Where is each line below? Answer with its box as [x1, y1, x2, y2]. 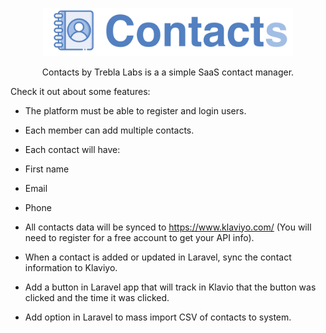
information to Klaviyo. [24, 261, 118, 273]
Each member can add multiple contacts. [24, 124, 195, 136]
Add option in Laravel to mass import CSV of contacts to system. [24, 311, 292, 323]
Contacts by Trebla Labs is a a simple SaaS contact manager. [41, 66, 295, 78]
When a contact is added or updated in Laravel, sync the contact [24, 251, 292, 263]
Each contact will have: [24, 143, 121, 155]
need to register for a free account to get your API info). [24, 231, 255, 243]
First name [24, 163, 70, 175]
